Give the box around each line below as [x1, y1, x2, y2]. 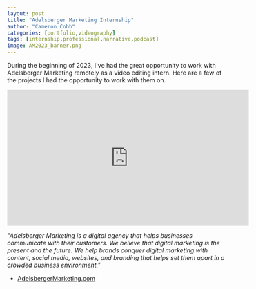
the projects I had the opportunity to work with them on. [7, 76, 166, 84]
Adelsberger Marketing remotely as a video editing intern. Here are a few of [7, 68, 222, 77]
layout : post [7, 10, 45, 17]
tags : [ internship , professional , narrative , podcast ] [7, 36, 159, 43]
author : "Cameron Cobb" [7, 23, 76, 30]
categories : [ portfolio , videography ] [7, 29, 116, 37]
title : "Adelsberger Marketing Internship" [7, 17, 135, 24]
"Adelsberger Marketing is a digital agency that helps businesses [7, 232, 193, 239]
